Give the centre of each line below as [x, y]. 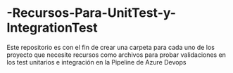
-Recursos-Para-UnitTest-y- [92, 13]
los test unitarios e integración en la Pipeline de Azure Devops [96, 62]
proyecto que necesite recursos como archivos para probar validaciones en [116, 55]
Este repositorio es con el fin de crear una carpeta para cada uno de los [111, 47]
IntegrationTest [52, 28]
